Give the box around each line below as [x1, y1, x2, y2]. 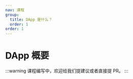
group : [5, 12, 19, 17]
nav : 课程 [5, 7, 24, 13]
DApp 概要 [5, 50, 49, 62]
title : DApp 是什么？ [10, 17, 52, 22]
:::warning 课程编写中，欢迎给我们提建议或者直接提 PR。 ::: [5, 68, 128, 74]
